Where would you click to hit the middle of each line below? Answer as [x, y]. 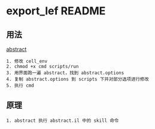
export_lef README [56, 11]
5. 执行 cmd [20, 85]
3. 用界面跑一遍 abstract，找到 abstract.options [65, 73]
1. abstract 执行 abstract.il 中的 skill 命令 [63, 121]
